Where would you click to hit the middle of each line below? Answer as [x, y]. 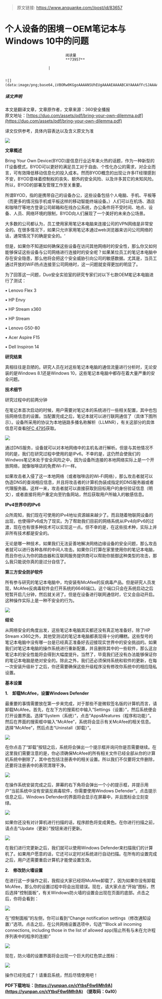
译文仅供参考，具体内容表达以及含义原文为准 [49, 131]
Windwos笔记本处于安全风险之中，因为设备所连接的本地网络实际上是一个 [78, 460]
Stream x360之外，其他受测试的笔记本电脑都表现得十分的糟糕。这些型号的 [79, 636]
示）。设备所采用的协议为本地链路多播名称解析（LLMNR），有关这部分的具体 [80, 422]
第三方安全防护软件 [24, 572]
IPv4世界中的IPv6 [23, 504]
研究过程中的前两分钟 [26, 400]
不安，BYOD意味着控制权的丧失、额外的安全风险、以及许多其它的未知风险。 [81, 178]
